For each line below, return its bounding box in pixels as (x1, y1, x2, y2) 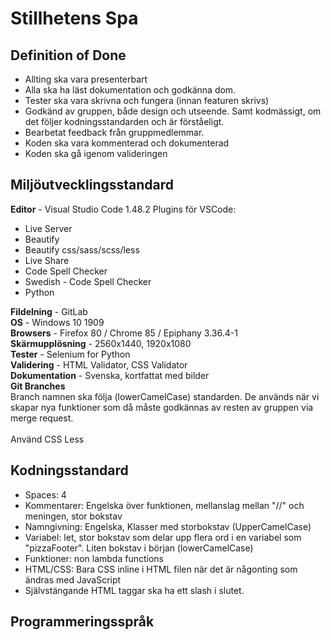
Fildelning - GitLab (10, 305, 88, 317)
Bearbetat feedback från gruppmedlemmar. (24, 127, 205, 138)
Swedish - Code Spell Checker (24, 275, 152, 287)
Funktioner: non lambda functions (24, 552, 164, 564)
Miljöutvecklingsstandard (10, 177, 175, 194)
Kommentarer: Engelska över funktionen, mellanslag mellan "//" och (24, 499, 305, 511)
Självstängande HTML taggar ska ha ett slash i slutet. (24, 584, 245, 596)
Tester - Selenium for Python (10, 348, 131, 360)
